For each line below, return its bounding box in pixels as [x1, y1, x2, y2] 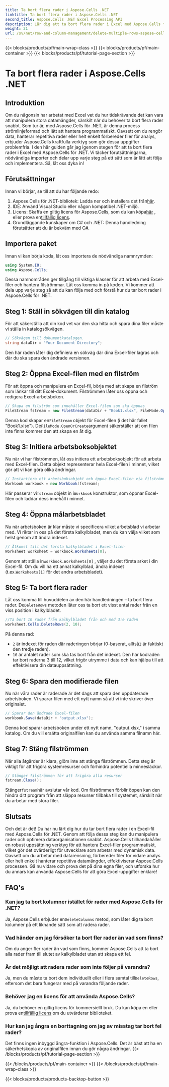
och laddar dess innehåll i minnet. [15, 496, 86, 502]
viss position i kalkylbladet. [5, 607, 61, 613]
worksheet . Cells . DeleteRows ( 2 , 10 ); [5, 622, 82, 627]
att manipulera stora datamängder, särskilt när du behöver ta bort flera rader [5, 117, 163, 123]
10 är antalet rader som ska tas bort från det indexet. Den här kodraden [12, 652, 160, 658]
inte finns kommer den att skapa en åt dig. [5, 428, 93, 434]
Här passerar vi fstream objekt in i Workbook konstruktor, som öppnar [5, 490, 144, 496]
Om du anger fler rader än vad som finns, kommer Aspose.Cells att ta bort [5, 946, 159, 952]
